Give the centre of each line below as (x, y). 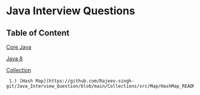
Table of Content (38, 33)
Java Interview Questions (71, 11)
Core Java (19, 47)
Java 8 (14, 58)
